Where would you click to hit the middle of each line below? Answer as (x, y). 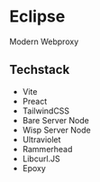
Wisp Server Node (57, 130)
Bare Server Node (56, 120)
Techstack (40, 70)
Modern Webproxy (44, 41)
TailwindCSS (46, 111)
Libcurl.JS (41, 159)
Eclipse (37, 17)
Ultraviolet (41, 139)
